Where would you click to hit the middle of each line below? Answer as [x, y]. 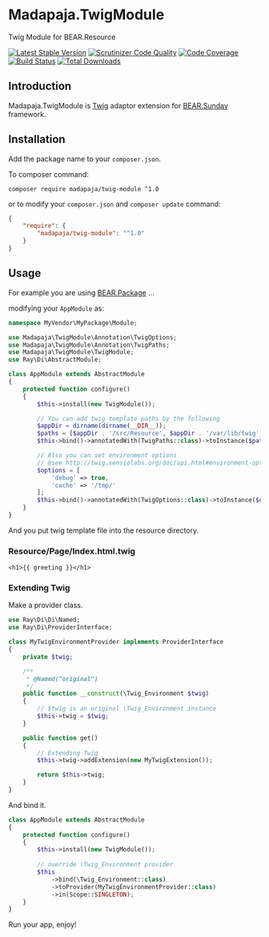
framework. [27, 114]
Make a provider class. [46, 605]
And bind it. [27, 805]
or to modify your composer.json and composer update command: [115, 204]
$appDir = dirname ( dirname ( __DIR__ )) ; [102, 426]
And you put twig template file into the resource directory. [104, 530]
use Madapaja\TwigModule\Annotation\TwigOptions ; [93, 337]
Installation [37, 139]
